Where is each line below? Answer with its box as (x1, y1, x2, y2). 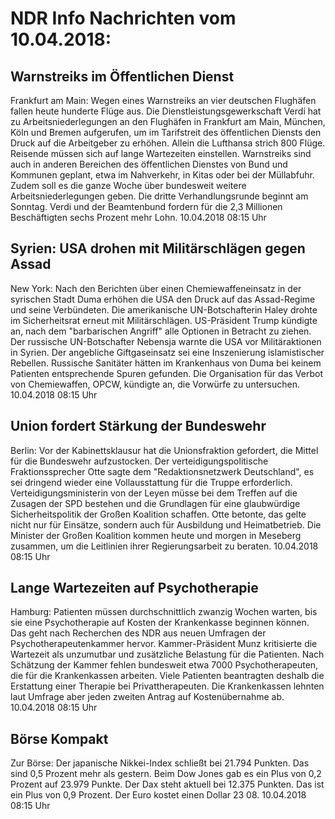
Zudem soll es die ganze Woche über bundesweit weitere (10, 180, 247, 191)
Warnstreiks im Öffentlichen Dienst (10, 68, 235, 85)
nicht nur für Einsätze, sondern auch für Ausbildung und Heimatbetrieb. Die (10, 518, 322, 531)
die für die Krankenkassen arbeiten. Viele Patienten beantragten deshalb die (10, 670, 325, 682)
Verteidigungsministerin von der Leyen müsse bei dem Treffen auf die (10, 487, 298, 499)
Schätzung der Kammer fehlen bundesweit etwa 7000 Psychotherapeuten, (10, 659, 319, 671)
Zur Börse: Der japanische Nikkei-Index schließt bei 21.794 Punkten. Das (10, 757, 310, 769)
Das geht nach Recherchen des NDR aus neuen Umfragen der (10, 627, 267, 639)
